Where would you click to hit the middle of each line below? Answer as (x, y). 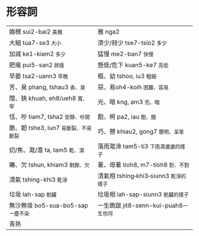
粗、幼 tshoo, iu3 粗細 (127, 76)
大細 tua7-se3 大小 (35, 43)
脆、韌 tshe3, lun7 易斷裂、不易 (50, 128)
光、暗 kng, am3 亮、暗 (129, 102)
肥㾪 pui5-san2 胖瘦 (37, 64)
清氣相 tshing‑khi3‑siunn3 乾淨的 (142, 176)
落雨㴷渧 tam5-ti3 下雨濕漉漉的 (139, 146)
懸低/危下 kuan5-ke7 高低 (133, 64)
